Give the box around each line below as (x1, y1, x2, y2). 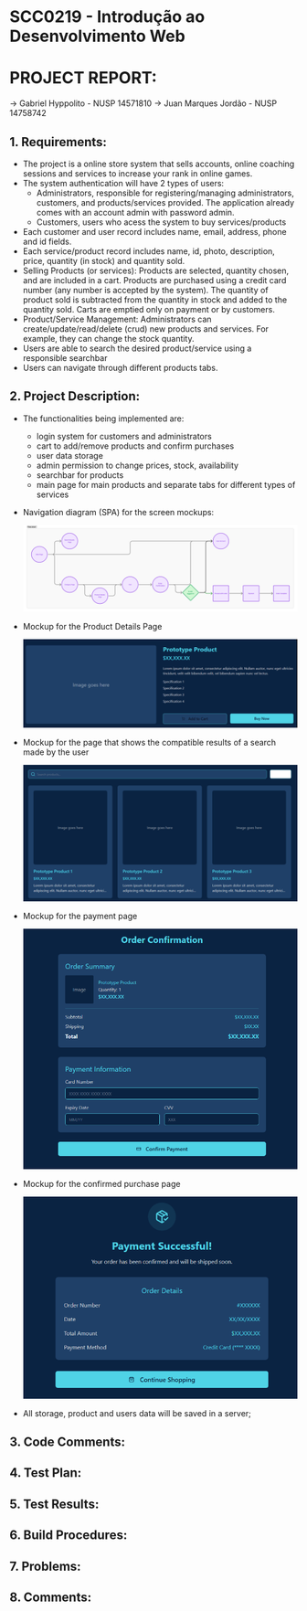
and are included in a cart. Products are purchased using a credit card (22, 274, 287, 285)
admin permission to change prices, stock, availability (36, 460, 239, 471)
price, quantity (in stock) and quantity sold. (22, 255, 185, 266)
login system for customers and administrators (36, 430, 212, 441)
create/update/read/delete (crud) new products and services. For (22, 323, 270, 334)
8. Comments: (9, 1589, 92, 1605)
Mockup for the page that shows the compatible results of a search (22, 737, 277, 748)
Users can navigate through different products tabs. (22, 362, 218, 373)
